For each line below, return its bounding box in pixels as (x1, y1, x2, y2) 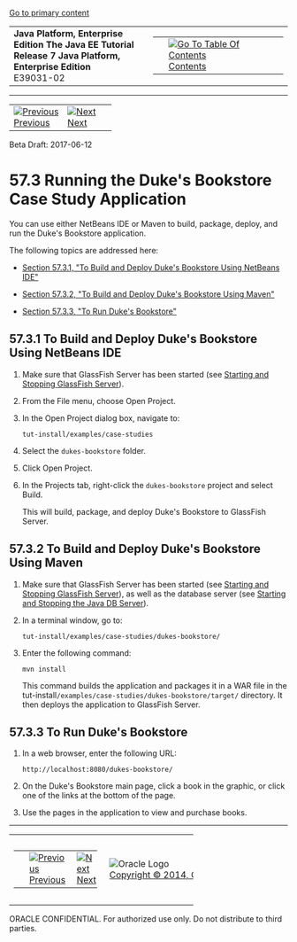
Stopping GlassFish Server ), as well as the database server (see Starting (21, 588, 286, 599)
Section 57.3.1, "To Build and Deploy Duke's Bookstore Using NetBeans (21, 261, 280, 273)
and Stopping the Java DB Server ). (21, 597, 148, 608)
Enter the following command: (21, 647, 132, 658)
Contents (168, 60, 207, 72)
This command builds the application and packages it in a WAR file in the (21, 680, 287, 690)
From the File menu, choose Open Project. (21, 395, 177, 406)
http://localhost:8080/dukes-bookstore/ (21, 766, 173, 775)
